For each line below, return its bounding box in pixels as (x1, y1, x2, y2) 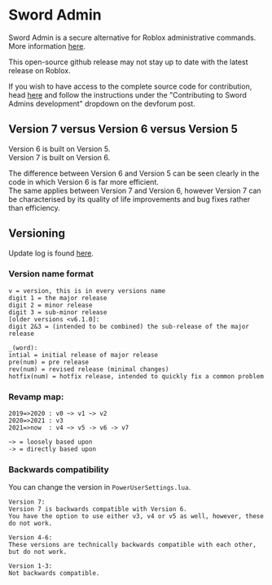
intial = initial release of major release (8, 351, 159, 359)
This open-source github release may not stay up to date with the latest (8, 57, 248, 67)
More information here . (8, 41, 86, 50)
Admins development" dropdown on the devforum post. (8, 98, 195, 108)
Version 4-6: (8, 534, 53, 542)
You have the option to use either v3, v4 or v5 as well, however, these (8, 513, 265, 521)
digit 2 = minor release (8, 301, 93, 309)
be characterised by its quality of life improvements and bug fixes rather (8, 194, 251, 204)
